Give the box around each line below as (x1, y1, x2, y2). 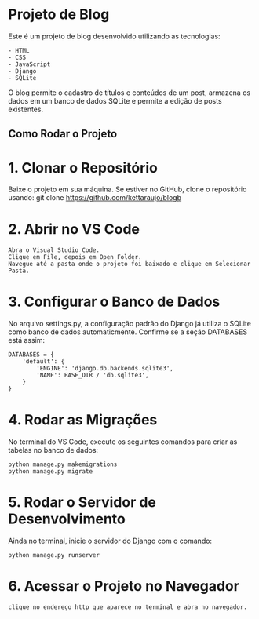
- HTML (8, 46, 30, 54)
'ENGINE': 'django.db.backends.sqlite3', (36, 365, 174, 373)
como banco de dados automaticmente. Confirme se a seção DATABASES (8, 327, 248, 337)
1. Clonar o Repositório (8, 158, 159, 177)
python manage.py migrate (8, 468, 93, 475)
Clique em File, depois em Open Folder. (8, 253, 143, 261)
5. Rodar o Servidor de (8, 493, 157, 512)
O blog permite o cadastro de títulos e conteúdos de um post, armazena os (8, 88, 251, 97)
